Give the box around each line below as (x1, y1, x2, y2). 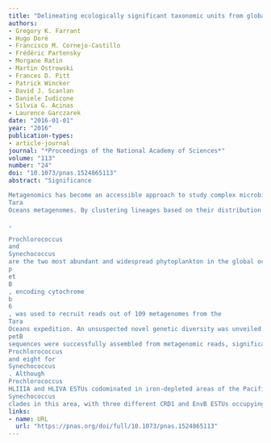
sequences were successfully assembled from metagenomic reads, (8, 340, 229, 348)
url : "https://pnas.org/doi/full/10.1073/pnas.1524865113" (15, 422, 219, 431)
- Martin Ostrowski (8, 64, 74, 72)
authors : (8, 19, 38, 27)
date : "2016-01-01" (8, 117, 74, 125)
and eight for (8, 355, 56, 363)
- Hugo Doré (8, 34, 48, 43)
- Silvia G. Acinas (8, 101, 74, 110)
